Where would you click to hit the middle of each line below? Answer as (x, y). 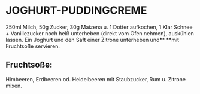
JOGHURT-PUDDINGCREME (76, 10)
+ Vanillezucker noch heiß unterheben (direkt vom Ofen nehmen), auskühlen (100, 33)
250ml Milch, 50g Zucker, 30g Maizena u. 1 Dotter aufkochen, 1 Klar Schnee (99, 27)
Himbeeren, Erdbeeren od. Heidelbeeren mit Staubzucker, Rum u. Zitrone (96, 79)
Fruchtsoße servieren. (33, 46)
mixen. (14, 86)
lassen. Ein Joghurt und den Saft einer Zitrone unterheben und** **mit (93, 40)
